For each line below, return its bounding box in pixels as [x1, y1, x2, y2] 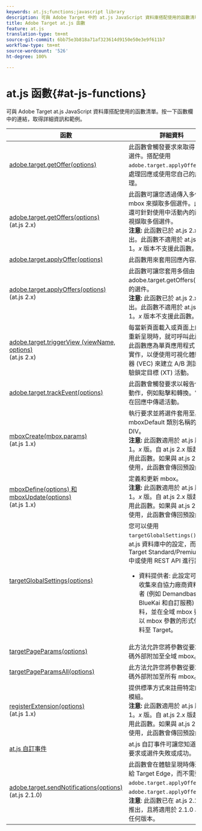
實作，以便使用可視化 [128, 350, 189, 359]
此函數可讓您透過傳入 [128, 190, 189, 199]
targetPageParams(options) [9, 647, 88, 655]
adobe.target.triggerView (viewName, [9, 338, 116, 346]
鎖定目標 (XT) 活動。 [134, 368, 193, 377]
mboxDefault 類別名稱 [128, 418, 191, 426]
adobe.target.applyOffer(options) [9, 255, 103, 264]
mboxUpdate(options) [9, 493, 72, 501]
